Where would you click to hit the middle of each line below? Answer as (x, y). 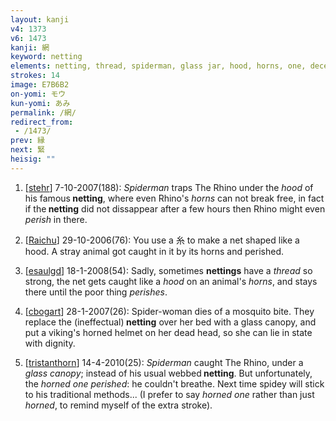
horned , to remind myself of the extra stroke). (118, 405)
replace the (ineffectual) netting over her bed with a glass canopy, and (170, 322)
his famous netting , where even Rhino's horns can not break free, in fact (174, 198)
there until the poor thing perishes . (96, 292)
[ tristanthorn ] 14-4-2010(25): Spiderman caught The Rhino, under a (164, 362)
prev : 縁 (27, 141)
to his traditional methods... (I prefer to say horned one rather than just (169, 394)
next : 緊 (27, 150)
